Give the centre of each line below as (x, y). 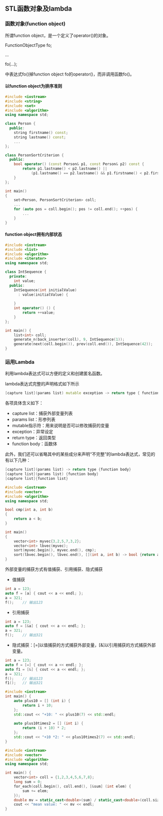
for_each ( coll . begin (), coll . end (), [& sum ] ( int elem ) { (73, 786)
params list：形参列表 (34, 419)
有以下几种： (18, 460)
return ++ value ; (39, 313)
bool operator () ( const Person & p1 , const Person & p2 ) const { (79, 164)
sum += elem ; (36, 791)
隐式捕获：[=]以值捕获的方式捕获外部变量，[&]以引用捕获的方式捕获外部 (84, 645)
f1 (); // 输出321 (24, 683)
